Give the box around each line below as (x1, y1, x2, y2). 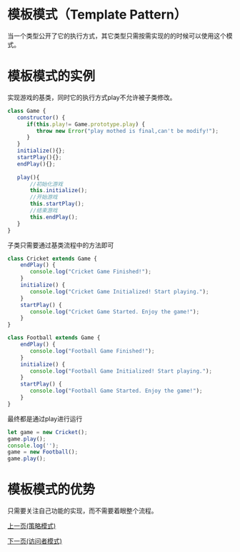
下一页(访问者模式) (7, 537, 63, 546)
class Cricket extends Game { (7, 255, 98, 262)
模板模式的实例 (7, 69, 96, 84)
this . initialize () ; (29, 187, 88, 194)
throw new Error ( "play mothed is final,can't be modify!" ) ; (36, 127, 219, 134)
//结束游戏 (29, 207, 59, 214)
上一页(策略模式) (7, 522, 56, 531)
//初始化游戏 (29, 180, 63, 188)
